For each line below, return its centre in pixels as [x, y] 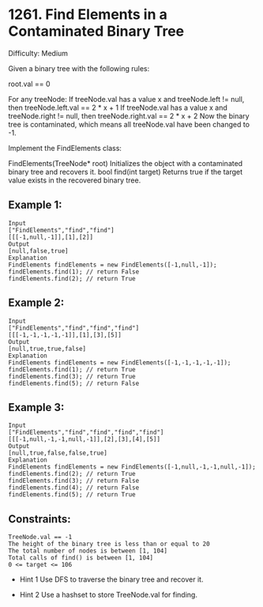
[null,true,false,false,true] [58, 453]
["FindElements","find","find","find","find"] [86, 432]
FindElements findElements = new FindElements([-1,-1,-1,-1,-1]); [120, 362]
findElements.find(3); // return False [74, 481]
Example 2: [36, 303]
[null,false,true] [38, 251]
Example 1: [35, 205]
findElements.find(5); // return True [72, 495]
